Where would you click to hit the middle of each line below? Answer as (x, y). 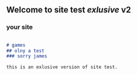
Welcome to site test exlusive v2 (69, 10)
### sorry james (27, 56)
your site (20, 27)
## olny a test (25, 51)
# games (16, 45)
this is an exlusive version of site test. (62, 67)
